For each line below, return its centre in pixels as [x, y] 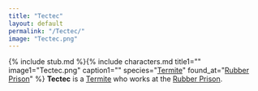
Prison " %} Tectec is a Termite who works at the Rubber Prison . [116, 79]
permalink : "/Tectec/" [47, 31]
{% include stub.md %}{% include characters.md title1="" [105, 62]
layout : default [36, 24]
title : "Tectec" [36, 16]
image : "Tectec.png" [43, 39]
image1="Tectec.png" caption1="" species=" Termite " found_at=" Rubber [129, 71]
